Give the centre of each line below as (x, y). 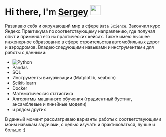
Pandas (20, 67)
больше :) (15, 130)
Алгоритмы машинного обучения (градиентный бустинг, (72, 99)
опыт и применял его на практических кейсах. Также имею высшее (78, 36)
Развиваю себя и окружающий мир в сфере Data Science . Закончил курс (83, 26)
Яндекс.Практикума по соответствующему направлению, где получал (80, 31)
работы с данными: (26, 52)
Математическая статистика (43, 93)
